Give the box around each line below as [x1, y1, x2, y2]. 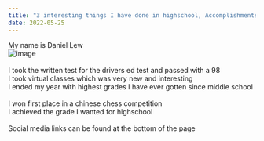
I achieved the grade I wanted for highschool [8, 107, 153, 116]
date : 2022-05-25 [8, 19, 65, 27]
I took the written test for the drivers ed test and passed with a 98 [8, 65, 221, 74]
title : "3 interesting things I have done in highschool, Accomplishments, [8, 11, 262, 20]
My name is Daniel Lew [8, 40, 84, 49]
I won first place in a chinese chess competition [8, 99, 163, 108]
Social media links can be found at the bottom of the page [8, 123, 196, 133]
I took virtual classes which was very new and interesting [8, 74, 193, 83]
